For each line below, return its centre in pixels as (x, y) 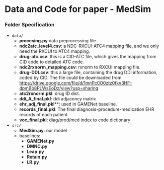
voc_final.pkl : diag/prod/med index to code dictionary (75, 120)
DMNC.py (37, 146)
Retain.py (37, 157)
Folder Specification (30, 25)
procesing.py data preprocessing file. (58, 41)
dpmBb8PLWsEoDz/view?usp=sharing (59, 88)
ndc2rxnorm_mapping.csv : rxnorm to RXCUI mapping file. (80, 67)
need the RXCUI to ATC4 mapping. (55, 51)
